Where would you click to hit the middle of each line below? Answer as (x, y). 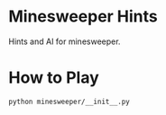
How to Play (54, 78)
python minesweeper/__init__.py (69, 102)
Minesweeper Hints (83, 17)
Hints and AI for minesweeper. (65, 41)
